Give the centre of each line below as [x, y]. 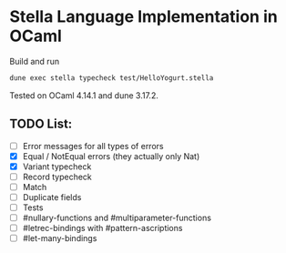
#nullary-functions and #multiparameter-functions [117, 218]
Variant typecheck [57, 167]
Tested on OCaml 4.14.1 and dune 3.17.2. [84, 95]
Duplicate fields [52, 197]
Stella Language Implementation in [143, 17]
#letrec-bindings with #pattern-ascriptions [102, 228]
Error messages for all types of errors [93, 146]
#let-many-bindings [60, 238]
